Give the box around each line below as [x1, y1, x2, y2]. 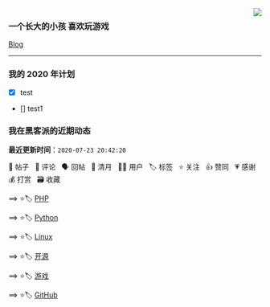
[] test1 [19, 104, 43, 113]
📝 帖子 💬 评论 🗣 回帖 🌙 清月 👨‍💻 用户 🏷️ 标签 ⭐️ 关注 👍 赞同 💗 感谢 [8, 162, 256, 171]
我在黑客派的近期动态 [8, 125, 91, 136]
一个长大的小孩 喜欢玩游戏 [8, 20, 110, 31]
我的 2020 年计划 [8, 68, 76, 80]
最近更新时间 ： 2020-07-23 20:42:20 [8, 145, 127, 154]
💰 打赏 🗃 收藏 [8, 174, 60, 184]
